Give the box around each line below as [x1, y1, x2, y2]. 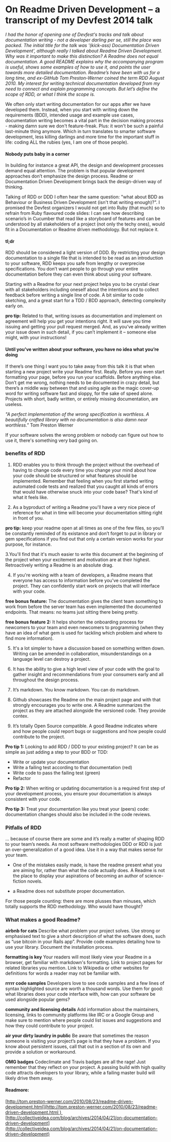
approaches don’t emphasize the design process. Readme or [5, 173, 134, 180]
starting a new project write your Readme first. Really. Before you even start [5, 368, 165, 374]
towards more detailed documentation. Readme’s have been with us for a [5, 69, 160, 75]
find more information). [5, 635, 54, 641]
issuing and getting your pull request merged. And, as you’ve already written [5, 324, 166, 330]
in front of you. [12, 515, 44, 521]
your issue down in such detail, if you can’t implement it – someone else [5, 329, 157, 335]
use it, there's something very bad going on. [5, 437, 99, 443]
